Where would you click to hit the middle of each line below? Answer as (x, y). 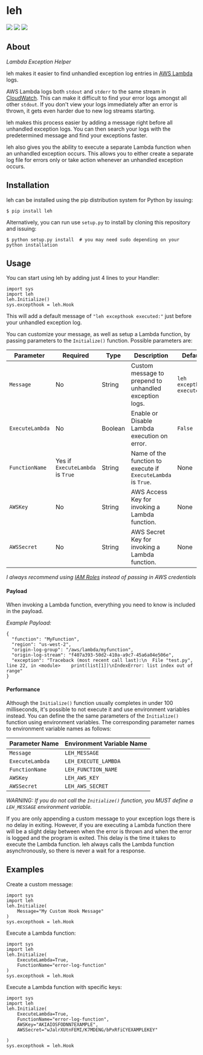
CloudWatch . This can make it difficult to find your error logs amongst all (97, 98)
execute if (145, 469)
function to (146, 461)
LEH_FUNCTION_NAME (91, 769)
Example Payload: (29, 623)
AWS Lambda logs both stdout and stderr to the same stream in (86, 91)
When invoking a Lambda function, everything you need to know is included (101, 605)
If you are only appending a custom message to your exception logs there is (101, 818)
